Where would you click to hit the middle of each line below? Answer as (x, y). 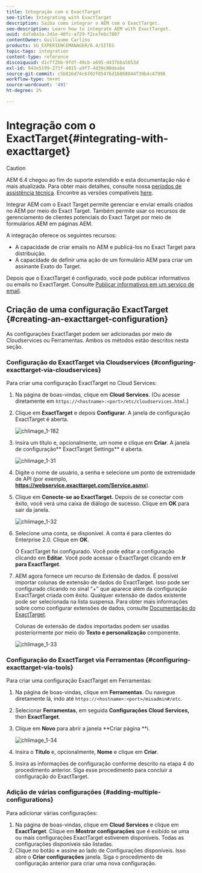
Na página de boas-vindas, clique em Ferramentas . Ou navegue (95, 692)
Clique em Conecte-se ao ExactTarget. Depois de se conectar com (99, 497)
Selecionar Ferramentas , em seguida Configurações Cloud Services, (102, 710)
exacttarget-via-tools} (40, 667)
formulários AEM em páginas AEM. (49, 224)
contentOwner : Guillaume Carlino (48, 40)
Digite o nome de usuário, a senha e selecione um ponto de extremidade (105, 472)
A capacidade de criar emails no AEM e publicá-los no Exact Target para (105, 247)
